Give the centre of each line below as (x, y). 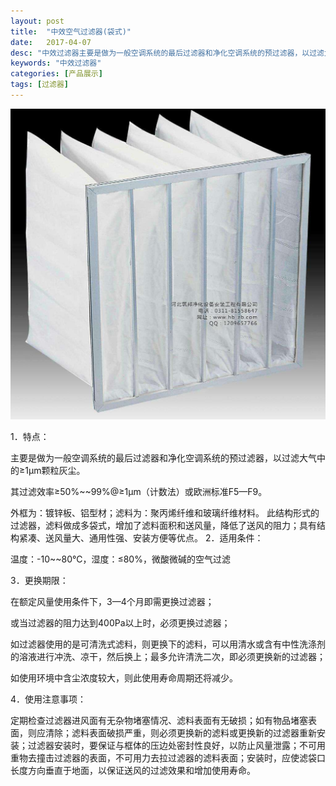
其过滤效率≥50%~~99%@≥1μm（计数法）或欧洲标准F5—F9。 (139, 492)
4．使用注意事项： (48, 699)
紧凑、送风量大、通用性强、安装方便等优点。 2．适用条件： (141, 538)
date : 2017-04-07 (51, 42)
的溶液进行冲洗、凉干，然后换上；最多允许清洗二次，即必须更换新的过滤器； (168, 657)
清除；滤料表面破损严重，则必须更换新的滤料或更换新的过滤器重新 (180, 733)
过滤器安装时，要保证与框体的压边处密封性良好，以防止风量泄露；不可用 (176, 746)
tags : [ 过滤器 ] (40, 85)
